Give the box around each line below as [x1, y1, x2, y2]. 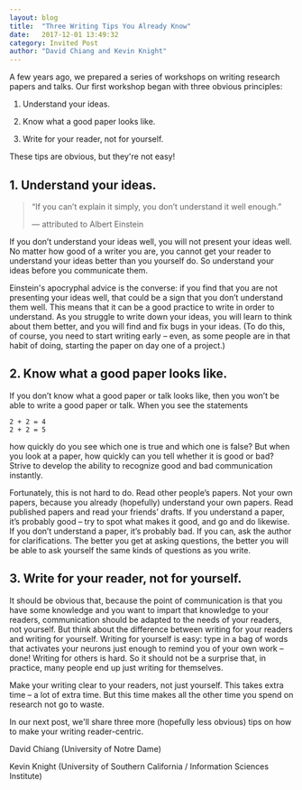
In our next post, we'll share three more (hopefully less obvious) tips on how [9, 716, 292, 727]
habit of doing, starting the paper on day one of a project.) [9, 339, 225, 350]
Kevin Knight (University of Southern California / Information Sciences [9, 760, 269, 772]
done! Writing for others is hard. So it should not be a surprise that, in [9, 652, 267, 664]
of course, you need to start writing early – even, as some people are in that [9, 330, 291, 341]
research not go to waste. [9, 699, 105, 710]
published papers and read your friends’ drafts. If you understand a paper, [9, 507, 286, 517]
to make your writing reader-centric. [9, 726, 144, 737]
